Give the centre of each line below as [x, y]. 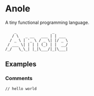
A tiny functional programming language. [47, 22]
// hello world [21, 89]
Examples [21, 64]
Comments [19, 79]
